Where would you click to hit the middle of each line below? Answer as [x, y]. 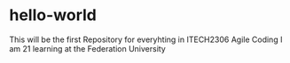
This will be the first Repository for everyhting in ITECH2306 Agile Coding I [146, 39]
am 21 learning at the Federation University [87, 48]
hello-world [53, 15]
